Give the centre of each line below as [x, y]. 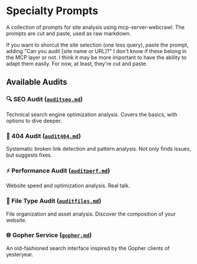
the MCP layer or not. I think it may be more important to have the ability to [96, 57]
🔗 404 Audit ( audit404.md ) [44, 136]
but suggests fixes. [29, 155]
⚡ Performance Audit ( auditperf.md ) [58, 170]
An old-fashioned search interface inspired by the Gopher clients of [88, 248]
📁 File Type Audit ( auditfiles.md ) [54, 201]
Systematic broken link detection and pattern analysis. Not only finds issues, [98, 148]
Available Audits [37, 82]
